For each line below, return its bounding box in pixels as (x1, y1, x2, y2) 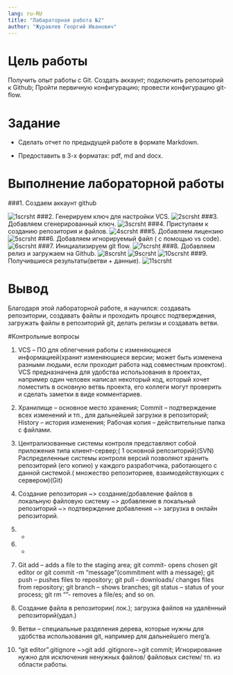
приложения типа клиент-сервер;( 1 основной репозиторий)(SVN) (17, 446, 214, 455)
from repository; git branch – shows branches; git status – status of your (17, 583, 225, 592)
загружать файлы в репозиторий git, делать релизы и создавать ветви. (8, 319, 219, 327)
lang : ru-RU (8, 10, 42, 17)
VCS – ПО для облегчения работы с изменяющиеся (17, 345, 171, 355)
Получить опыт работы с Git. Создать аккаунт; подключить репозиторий (8, 76, 224, 84)
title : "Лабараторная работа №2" (8, 17, 105, 24)
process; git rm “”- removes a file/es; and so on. (17, 590, 155, 599)
